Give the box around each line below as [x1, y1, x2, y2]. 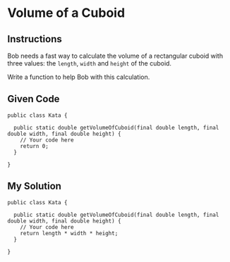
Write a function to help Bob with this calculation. [7, 73, 150, 81]
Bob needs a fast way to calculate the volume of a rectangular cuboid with [7, 51, 224, 60]
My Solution [7, 180, 62, 192]
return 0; [20, 142, 49, 149]
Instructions [7, 33, 62, 45]
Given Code [7, 93, 60, 105]
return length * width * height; [20, 230, 119, 237]
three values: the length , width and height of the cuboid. [7, 59, 171, 68]
